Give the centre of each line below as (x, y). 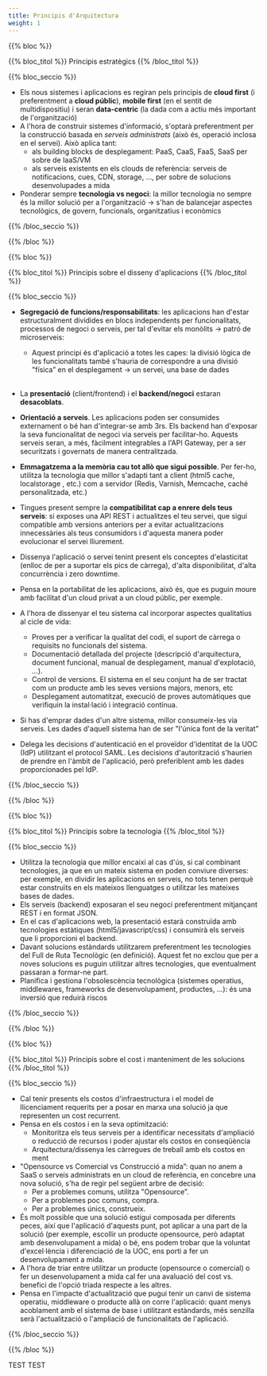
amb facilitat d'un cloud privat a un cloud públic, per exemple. (121, 598)
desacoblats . (42, 402)
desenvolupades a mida (71, 185)
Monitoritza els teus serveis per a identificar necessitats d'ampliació (143, 1132)
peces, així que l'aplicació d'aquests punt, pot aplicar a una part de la (133, 1225)
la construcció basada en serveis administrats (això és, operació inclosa (138, 134)
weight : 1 (25, 23)
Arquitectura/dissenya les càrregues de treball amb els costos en (138, 1149)
